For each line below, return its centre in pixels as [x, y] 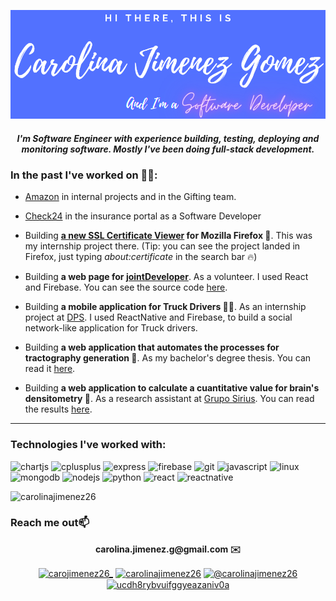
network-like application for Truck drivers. [111, 328]
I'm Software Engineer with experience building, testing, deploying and [168, 138]
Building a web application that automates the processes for [152, 347]
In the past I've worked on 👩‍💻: [84, 175]
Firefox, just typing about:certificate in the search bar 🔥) [141, 257]
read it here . [50, 369]
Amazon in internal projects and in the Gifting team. [130, 197]
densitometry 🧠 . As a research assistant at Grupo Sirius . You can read [169, 399]
